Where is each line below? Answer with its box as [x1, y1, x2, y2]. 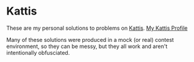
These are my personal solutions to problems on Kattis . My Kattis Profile [6, 24, 188, 32]
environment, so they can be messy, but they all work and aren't [6, 43, 168, 50]
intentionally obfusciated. [6, 49, 70, 56]
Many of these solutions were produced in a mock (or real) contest [6, 36, 174, 43]
